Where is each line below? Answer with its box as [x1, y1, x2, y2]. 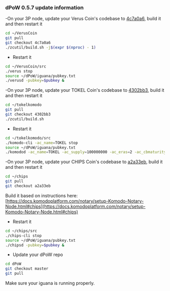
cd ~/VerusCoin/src [5, 64, 47, 69]
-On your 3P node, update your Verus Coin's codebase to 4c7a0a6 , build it [5, 16, 161, 22]
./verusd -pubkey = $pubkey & [5, 78, 65, 83]
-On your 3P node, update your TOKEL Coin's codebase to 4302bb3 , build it [5, 87, 164, 93]
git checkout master [5, 266, 49, 271]
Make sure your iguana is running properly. [5, 280, 95, 286]
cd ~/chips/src [5, 228, 37, 233]
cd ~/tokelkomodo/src [5, 135, 51, 140]
